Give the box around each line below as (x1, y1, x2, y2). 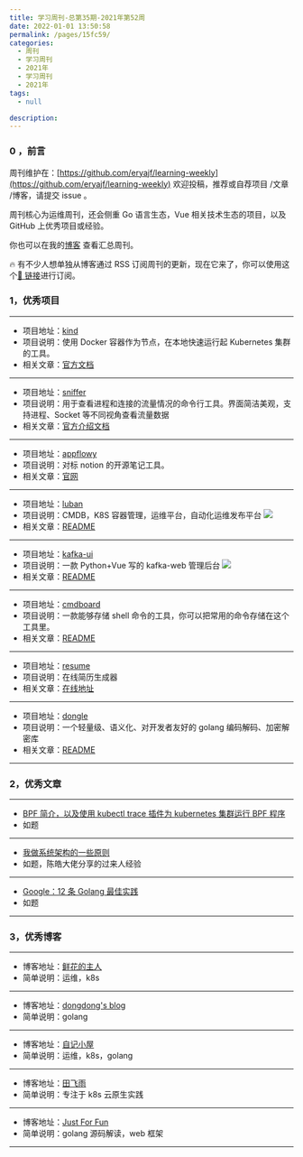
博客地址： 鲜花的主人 (22, 961, 102, 972)
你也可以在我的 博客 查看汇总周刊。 (9, 239, 138, 250)
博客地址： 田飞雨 (22, 1078, 87, 1088)
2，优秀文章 (9, 777, 62, 790)
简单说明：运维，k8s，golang (22, 1051, 133, 1061)
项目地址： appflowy (22, 448, 97, 458)
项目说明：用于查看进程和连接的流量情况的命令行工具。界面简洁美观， (22, 398, 284, 409)
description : (9, 114, 59, 123)
